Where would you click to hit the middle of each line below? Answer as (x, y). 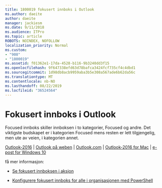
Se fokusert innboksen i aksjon (43, 171)
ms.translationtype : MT (29, 77)
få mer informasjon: (25, 162)
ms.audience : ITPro (25, 32)
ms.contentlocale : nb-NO (30, 81)
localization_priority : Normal (37, 45)
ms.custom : (16, 50)
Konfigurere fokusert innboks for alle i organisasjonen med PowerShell (82, 181)
